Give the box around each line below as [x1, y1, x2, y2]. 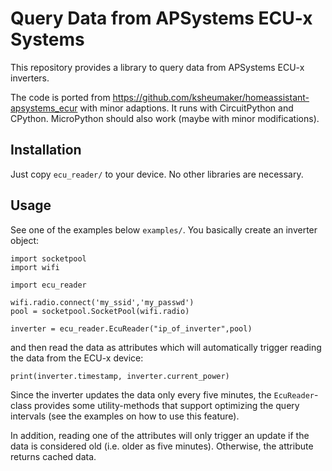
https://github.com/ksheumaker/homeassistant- [112, 91, 310, 103]
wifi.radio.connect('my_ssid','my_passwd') [10, 297, 195, 307]
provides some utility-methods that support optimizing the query [33, 399, 300, 411]
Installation [10, 142, 82, 159]
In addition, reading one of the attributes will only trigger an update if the [10, 429, 310, 441]
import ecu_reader [10, 280, 87, 290]
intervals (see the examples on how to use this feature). [10, 410, 240, 422]
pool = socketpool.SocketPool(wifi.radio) [10, 306, 190, 316]
